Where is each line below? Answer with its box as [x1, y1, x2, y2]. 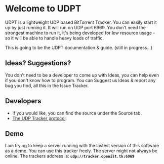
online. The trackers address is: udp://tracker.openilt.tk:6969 [5, 153, 135, 159]
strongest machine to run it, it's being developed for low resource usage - [5, 30, 155, 36]
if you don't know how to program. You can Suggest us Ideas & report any [5, 77, 156, 83]
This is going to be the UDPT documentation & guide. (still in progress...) [5, 44, 153, 50]
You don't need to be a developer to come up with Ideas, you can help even [5, 72, 159, 78]
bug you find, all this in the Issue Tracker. [5, 82, 89, 88]
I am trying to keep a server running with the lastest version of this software [5, 143, 159, 149]
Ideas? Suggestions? [5, 59, 72, 67]
